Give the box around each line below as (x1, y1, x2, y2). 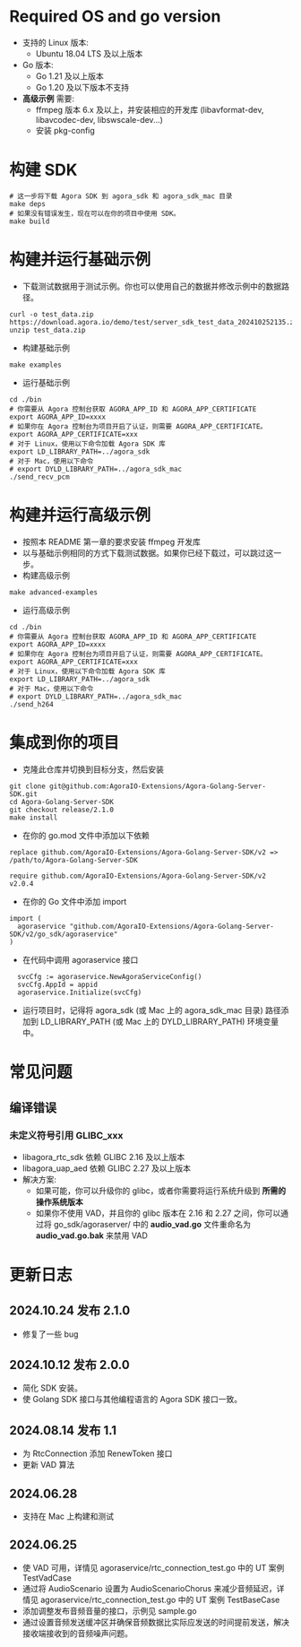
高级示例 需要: (21, 92, 74, 104)
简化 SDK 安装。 (21, 1383, 83, 1393)
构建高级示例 (21, 569, 70, 580)
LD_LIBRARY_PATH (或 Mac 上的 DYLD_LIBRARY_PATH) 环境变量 (39, 1016, 279, 1027)
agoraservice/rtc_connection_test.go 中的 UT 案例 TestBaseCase (39, 1594, 280, 1605)
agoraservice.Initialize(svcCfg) (17, 988, 142, 997)
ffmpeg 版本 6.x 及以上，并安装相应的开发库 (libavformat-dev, (35, 104, 264, 115)
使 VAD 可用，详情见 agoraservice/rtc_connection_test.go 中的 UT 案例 (21, 1562, 285, 1573)
